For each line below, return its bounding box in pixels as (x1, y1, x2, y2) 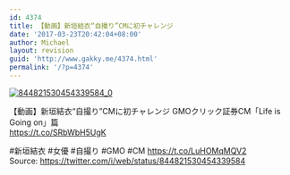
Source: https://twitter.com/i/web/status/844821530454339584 (9, 155, 246, 166)
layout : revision (9, 46, 74, 55)
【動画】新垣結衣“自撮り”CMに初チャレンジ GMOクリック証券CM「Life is (9, 105, 281, 116)
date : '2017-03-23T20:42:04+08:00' (9, 29, 142, 38)
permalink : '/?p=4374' (9, 63, 94, 72)
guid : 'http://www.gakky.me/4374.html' (9, 54, 158, 63)
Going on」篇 (9, 117, 59, 128)
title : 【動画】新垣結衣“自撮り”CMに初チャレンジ (9, 21, 174, 30)
